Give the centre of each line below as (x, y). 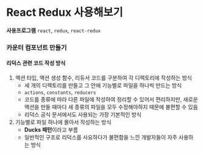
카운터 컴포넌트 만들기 (37, 47)
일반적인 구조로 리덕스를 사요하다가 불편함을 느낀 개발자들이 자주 (101, 138)
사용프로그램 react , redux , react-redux (54, 30)
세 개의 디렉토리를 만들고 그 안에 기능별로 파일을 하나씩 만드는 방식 (103, 85)
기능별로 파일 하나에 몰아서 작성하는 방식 (63, 122)
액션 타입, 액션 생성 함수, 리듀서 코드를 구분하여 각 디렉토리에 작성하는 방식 (104, 78)
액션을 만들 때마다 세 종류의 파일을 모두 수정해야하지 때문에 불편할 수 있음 (111, 107)
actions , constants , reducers (60, 92)
